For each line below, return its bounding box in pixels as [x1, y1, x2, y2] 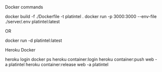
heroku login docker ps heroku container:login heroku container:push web [5, 56, 154, 62]
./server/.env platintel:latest [5, 19, 60, 24]
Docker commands [5, 4, 43, 10]
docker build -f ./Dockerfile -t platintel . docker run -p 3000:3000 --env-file [5, 14, 157, 19]
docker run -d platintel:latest [5, 37, 62, 43]
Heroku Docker [5, 47, 36, 53]
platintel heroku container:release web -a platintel [8, 62, 109, 67]
